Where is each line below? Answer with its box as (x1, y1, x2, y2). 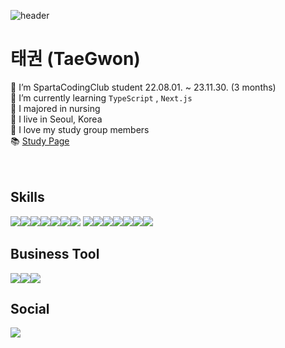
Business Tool (10, 246, 100, 263)
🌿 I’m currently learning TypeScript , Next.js (10, 91, 193, 104)
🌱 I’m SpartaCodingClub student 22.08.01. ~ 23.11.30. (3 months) (10, 81, 277, 93)
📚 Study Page (10, 135, 70, 147)
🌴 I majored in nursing (10, 102, 101, 114)
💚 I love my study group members (10, 123, 150, 135)
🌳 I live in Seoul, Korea (10, 113, 103, 125)
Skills (10, 189, 45, 206)
